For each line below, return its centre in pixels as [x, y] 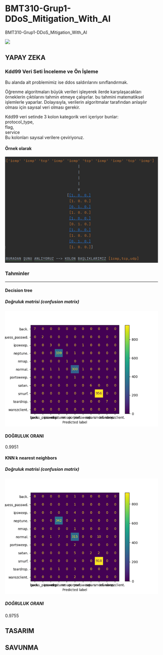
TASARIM [20, 631]
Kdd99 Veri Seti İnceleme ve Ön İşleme [52, 72]
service [13, 132]
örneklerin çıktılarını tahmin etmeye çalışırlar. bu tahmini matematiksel [74, 97]
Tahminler [17, 273]
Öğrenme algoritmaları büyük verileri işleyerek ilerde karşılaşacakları [73, 92]
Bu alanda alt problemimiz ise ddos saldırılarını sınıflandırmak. [67, 82]
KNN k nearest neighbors [31, 458]
